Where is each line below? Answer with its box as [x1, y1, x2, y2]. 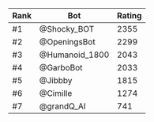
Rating [117, 10, 142, 21]
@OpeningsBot [39, 36, 96, 47]
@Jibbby [39, 75, 73, 86]
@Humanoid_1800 [39, 49, 110, 60]
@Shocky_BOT [39, 24, 95, 34]
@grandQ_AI [39, 101, 86, 112]
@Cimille [39, 88, 73, 98]
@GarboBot [39, 63, 83, 73]
